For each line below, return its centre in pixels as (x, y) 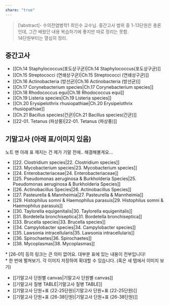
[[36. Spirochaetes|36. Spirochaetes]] (52, 238)
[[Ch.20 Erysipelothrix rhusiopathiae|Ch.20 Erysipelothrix (73, 104)
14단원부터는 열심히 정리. (42, 38)
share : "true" (20, 10)
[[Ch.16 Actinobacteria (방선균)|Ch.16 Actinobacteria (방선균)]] (76, 82)
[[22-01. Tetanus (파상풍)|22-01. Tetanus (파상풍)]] (65, 121)
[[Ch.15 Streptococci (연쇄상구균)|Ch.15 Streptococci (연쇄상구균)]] (81, 75)
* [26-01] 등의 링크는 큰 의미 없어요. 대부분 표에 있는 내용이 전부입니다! (75, 254)
